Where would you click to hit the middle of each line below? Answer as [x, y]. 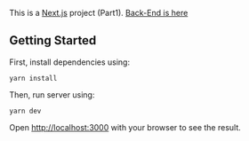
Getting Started [53, 40]
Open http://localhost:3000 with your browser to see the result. [125, 127]
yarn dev [25, 111]
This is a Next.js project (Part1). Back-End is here [99, 13]
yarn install [33, 78]
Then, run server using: [52, 94]
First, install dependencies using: [70, 62]
